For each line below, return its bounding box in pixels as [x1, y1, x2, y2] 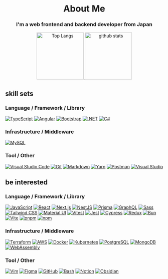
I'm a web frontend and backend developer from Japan [16, 21, 153, 28]
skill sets [5, 89, 34, 98]
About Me [63, 3, 105, 15]
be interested [5, 178, 48, 187]
